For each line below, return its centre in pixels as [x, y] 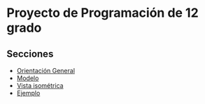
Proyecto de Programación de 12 [102, 13]
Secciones [30, 54]
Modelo [28, 78]
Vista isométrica [40, 85]
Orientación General [45, 71]
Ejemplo [28, 93]
